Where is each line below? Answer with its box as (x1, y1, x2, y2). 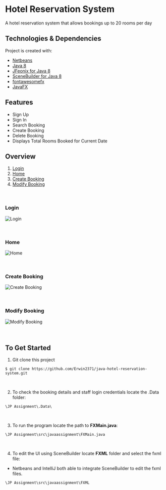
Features (5, 98, 33, 107)
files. (12, 471, 23, 477)
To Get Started (5, 344, 51, 352)
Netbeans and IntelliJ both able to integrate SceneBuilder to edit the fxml (12, 466, 161, 472)
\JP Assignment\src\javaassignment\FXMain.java (5, 432, 106, 437)
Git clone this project (12, 357, 55, 363)
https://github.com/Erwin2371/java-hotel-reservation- (31, 367, 148, 371)
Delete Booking (12, 132, 44, 138)
